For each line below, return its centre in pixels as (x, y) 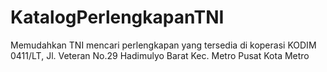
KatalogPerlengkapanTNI (117, 17)
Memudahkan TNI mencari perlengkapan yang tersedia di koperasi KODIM (163, 45)
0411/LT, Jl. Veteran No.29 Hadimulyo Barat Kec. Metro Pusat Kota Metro (160, 55)
